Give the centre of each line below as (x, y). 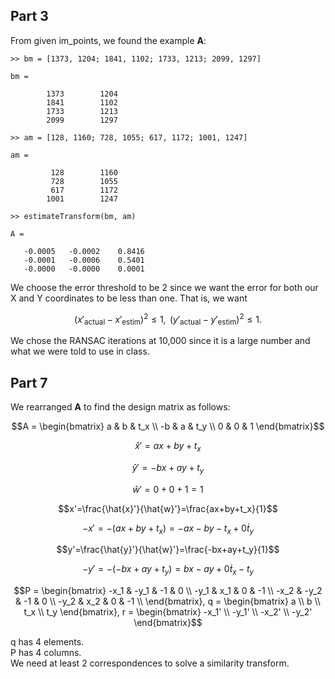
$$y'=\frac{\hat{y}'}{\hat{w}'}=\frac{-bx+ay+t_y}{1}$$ (168, 550)
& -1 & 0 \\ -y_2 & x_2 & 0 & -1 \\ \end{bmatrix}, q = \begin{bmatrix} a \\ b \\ (168, 601)
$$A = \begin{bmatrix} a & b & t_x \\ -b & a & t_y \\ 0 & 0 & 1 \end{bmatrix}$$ (168, 426)
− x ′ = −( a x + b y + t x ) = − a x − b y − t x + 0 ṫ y (168, 529)
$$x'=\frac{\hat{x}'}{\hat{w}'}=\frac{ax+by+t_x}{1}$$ (168, 508)
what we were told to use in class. (80, 351)
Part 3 (29, 16)
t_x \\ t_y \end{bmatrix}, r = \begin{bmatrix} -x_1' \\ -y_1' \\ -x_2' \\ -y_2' (168, 612)
